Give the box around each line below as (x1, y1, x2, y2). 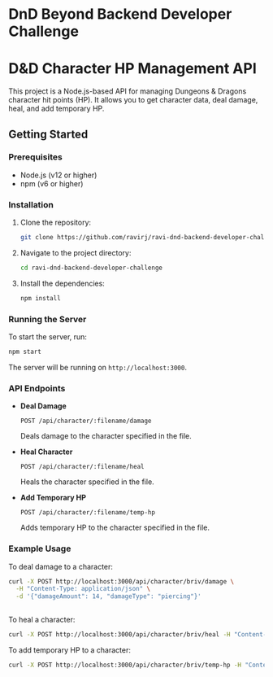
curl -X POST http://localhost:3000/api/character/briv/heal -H (8, 631, 231, 639)
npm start (8, 347, 42, 356)
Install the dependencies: (19, 278, 106, 288)
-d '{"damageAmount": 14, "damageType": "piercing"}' (15, 592, 201, 601)
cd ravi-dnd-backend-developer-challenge (19, 264, 162, 272)
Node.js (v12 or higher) (19, 170, 97, 180)
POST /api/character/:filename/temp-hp (19, 509, 156, 517)
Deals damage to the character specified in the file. (19, 431, 193, 441)
